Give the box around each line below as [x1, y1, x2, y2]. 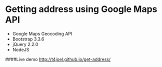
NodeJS [12, 46, 29, 52]
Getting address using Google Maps [5, 3, 157, 15]
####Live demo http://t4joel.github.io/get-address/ [5, 56, 111, 62]
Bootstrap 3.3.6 [12, 36, 44, 42]
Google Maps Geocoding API [12, 30, 72, 36]
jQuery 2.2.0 [12, 41, 38, 47]
